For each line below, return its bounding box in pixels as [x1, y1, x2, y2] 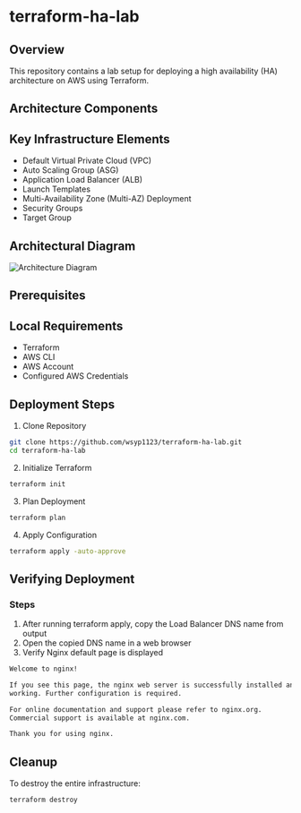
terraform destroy [9, 795, 78, 805]
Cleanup [9, 754, 58, 769]
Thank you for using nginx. [9, 730, 115, 739]
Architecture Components [9, 101, 159, 116]
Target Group [21, 212, 72, 223]
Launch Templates [21, 184, 91, 194]
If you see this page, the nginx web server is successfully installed [9, 680, 282, 689]
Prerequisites [9, 288, 86, 304]
